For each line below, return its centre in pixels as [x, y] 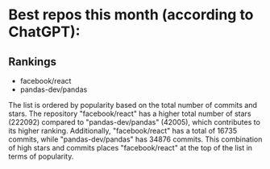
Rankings [32, 62]
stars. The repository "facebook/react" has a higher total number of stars [130, 113]
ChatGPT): [44, 32]
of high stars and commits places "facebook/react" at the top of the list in [130, 148]
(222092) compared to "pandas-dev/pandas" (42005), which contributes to [134, 122]
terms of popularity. [41, 156]
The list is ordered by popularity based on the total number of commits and [133, 105]
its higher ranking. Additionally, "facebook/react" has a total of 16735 [123, 131]
